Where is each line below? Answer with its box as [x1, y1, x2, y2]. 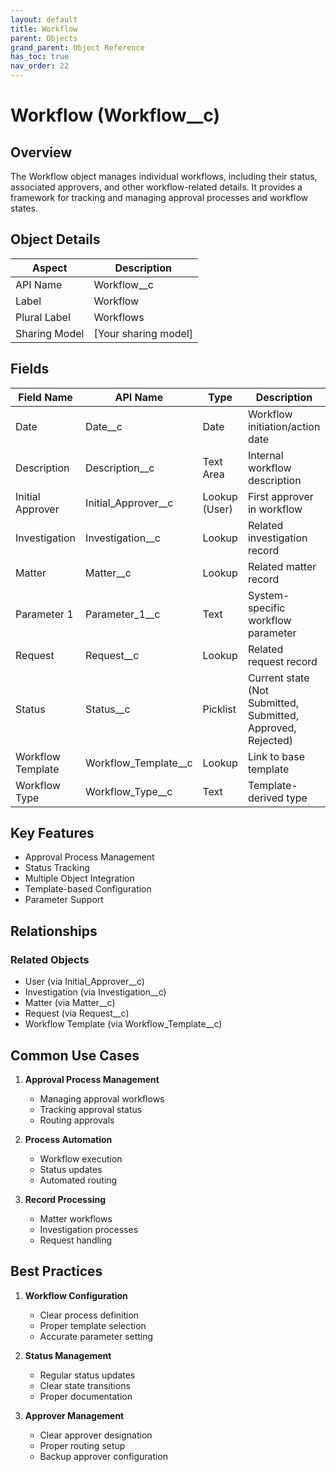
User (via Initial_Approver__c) [24, 976, 145, 988]
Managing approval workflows [39, 1092, 165, 1105]
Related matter [247, 559, 317, 573]
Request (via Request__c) [24, 1007, 130, 1020]
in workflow [247, 502, 303, 516]
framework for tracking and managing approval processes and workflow [10, 192, 308, 203]
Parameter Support [24, 894, 104, 906]
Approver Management [24, 1409, 125, 1421]
